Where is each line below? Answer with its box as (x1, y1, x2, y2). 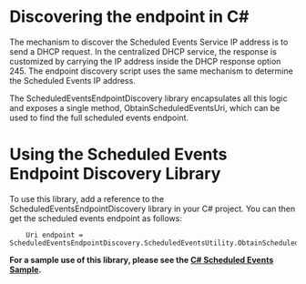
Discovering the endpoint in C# (9, 6, 250, 27)
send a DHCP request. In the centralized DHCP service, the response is (9, 46, 278, 56)
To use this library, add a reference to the (9, 193, 165, 204)
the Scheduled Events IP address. (9, 75, 137, 86)
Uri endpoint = (25, 230, 84, 239)
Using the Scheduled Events (9, 144, 228, 165)
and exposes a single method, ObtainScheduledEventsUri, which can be (9, 102, 280, 113)
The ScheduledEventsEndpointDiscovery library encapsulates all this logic (9, 93, 289, 104)
